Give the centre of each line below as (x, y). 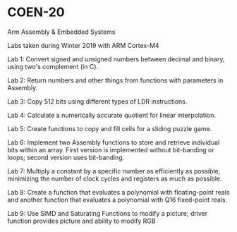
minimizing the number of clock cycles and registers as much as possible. (115, 178)
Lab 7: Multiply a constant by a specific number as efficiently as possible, (114, 171)
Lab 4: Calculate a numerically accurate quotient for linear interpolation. (112, 115)
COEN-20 (36, 12)
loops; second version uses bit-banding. (66, 157)
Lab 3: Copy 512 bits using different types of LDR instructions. (97, 101)
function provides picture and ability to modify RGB (82, 221)
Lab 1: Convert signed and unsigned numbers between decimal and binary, (116, 59)
